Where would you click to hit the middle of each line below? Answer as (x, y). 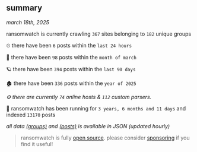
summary (24, 8)
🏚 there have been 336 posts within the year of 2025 (71, 83)
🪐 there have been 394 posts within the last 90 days (71, 69)
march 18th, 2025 (28, 22)
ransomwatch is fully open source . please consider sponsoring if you (105, 138)
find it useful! (37, 144)
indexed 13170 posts (31, 115)
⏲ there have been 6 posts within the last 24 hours (69, 45)
